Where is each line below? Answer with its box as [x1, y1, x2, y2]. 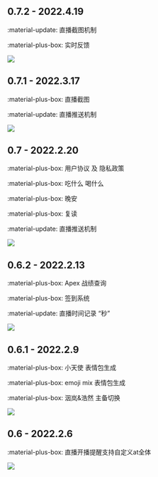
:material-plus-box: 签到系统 [7, 294, 90, 303]
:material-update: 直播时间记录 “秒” [7, 309, 111, 318]
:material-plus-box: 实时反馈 [7, 41, 90, 49]
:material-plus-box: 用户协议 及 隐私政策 [7, 164, 125, 173]
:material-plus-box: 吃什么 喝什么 [7, 179, 104, 188]
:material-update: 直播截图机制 [7, 25, 97, 34]
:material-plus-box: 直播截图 [7, 95, 90, 103]
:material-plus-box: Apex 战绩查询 [7, 279, 107, 288]
